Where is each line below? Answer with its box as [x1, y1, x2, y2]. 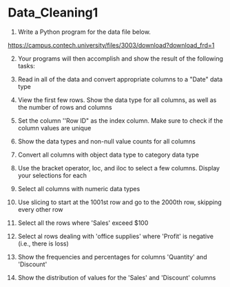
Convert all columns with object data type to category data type [17, 150, 199, 159]
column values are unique [17, 123, 92, 132]
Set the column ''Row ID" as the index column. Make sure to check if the [17, 116, 223, 125]
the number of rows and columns [17, 103, 112, 111]
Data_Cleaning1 [8, 5, 98, 21]
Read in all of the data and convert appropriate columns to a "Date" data [17, 75, 223, 83]
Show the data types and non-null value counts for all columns [17, 137, 196, 146]
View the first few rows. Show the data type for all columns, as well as [17, 95, 217, 104]
